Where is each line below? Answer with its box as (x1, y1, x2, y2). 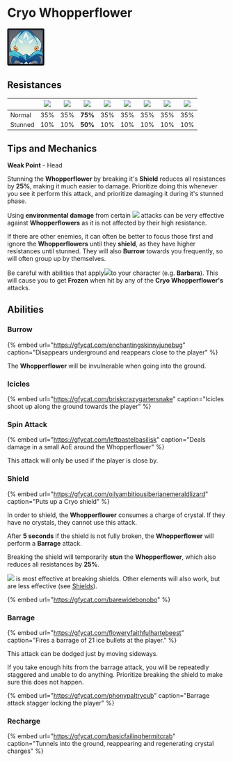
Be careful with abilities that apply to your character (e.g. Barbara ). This (7, 269, 218, 277)
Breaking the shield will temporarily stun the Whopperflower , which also (7, 553, 216, 561)
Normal (10, 110, 31, 119)
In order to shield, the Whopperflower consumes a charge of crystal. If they (7, 511, 225, 519)
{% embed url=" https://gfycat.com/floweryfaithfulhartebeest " (7, 628, 184, 636)
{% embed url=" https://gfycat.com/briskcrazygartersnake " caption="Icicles (7, 395, 225, 403)
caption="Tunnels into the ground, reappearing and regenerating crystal (7, 740, 214, 748)
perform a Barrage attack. (7, 539, 82, 547)
